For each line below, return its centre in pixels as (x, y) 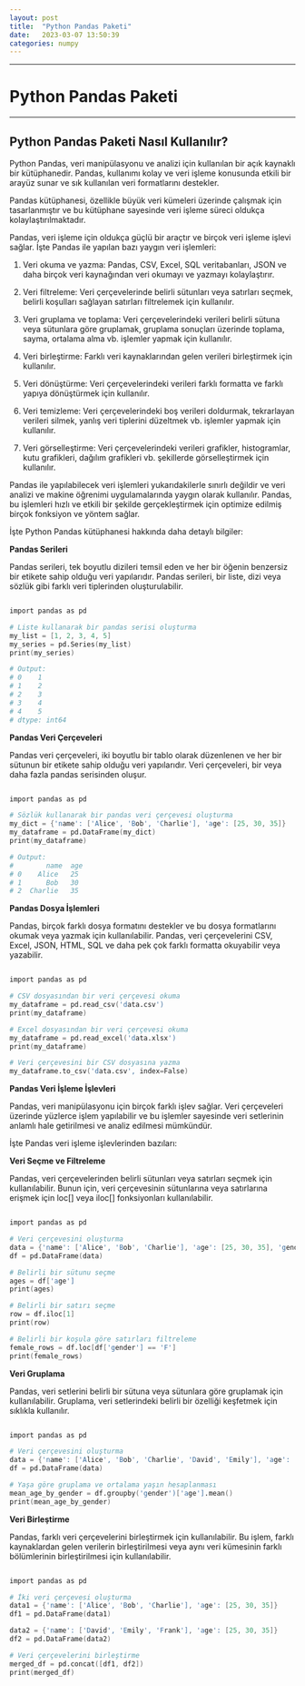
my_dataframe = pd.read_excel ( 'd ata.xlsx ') (93, 1038)
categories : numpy (44, 43)
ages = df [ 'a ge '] (42, 1281)
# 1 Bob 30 (44, 883)
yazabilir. (26, 955)
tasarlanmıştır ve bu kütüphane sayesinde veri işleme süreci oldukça (137, 210)
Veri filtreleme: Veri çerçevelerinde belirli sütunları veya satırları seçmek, (157, 292)
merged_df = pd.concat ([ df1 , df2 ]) (77, 1664)
